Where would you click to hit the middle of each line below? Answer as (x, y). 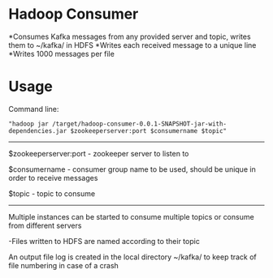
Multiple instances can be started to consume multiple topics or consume (131, 216)
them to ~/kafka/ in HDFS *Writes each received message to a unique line (132, 45)
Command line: (34, 109)
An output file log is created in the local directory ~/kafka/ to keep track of (133, 257)
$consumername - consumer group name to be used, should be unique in (132, 169)
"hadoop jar (28, 124)
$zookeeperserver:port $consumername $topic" (149, 130)
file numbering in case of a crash (64, 265)
